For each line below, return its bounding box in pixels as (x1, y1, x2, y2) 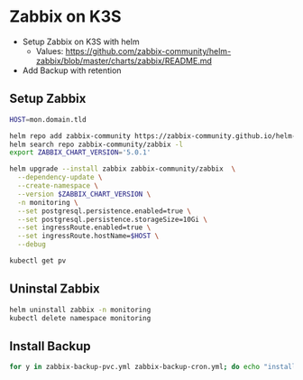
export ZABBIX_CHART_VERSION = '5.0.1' (9, 148, 151, 157)
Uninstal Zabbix (9, 282, 101, 297)
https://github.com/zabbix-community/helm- (65, 45, 232, 56)
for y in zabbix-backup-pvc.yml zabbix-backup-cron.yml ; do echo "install (9, 363, 297, 372)
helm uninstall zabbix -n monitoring (9, 305, 151, 314)
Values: (35, 45, 64, 56)
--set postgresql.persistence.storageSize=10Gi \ (17, 215, 207, 224)
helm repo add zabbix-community (9, 131, 131, 141)
